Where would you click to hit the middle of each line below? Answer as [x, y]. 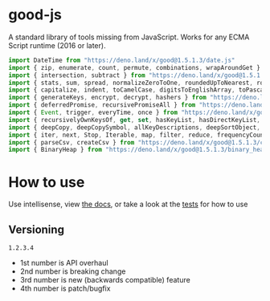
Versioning [36, 229]
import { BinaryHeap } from [55, 150]
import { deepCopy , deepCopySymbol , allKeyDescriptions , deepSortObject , [135, 127]
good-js [35, 15]
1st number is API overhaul [64, 263]
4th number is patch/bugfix [65, 289]
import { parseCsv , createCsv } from [72, 142]
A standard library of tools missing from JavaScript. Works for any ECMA [129, 37]
